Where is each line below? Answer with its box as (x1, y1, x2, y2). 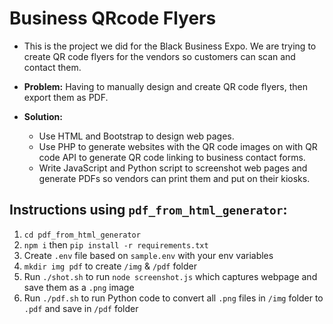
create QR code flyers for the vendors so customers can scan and (23, 50, 296, 62)
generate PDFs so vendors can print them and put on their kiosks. (38, 172, 311, 184)
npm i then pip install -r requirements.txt (23, 238, 209, 251)
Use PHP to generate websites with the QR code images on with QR (38, 140, 318, 152)
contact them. (23, 61, 82, 73)
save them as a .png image (23, 281, 135, 293)
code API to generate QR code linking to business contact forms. (38, 151, 306, 163)
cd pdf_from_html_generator (23, 230, 141, 240)
